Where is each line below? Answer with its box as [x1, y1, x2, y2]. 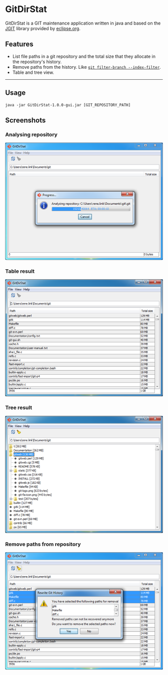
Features [5, 40, 33, 49]
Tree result [5, 404, 32, 411]
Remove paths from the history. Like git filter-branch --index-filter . [12, 64, 161, 70]
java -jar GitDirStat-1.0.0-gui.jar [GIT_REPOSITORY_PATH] [5, 102, 131, 107]
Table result [5, 267, 35, 274]
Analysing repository [5, 131, 57, 138]
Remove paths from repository [5, 541, 81, 548]
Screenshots [5, 116, 46, 124]
